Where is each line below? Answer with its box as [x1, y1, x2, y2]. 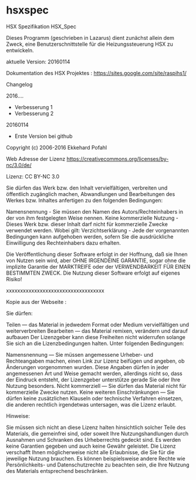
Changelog [6, 80, 33, 88]
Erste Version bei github [14, 133, 73, 140]
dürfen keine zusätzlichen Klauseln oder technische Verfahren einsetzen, [6, 394, 183, 402]
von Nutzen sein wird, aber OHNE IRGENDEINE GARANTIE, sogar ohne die [6, 256, 186, 264]
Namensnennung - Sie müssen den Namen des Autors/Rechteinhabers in [6, 208, 184, 215]
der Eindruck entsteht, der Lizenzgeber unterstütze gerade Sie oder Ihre [6, 376, 181, 383]
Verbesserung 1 [14, 103, 53, 110]
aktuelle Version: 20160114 [6, 58, 70, 65]
